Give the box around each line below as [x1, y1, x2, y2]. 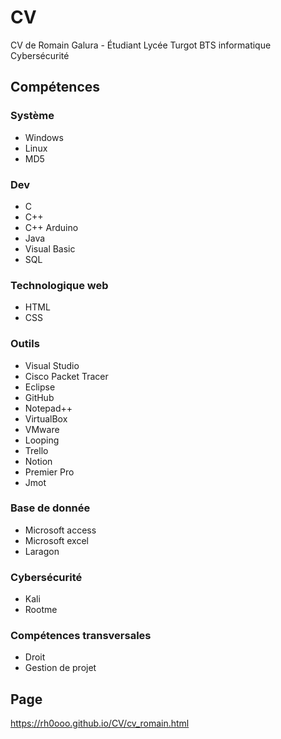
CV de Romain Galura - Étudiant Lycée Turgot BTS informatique [10, 39, 272, 51]
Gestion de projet [24, 662, 97, 674]
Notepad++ [24, 402, 73, 414]
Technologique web [10, 278, 109, 292]
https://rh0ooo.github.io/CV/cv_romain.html [10, 717, 190, 730]
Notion [24, 455, 53, 467]
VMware [24, 423, 60, 435]
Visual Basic [24, 242, 76, 255]
